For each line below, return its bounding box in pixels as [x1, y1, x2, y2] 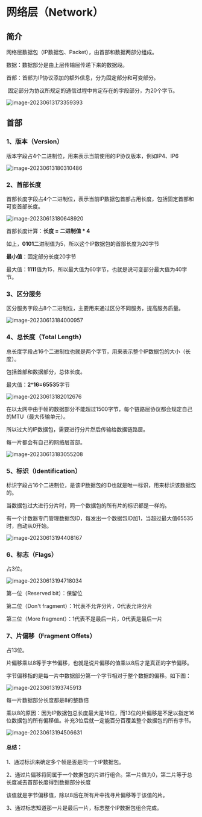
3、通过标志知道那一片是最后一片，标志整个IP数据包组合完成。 [6, 804, 163, 811]
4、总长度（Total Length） [6, 333, 86, 341]
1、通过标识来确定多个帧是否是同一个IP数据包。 [6, 758, 125, 765]
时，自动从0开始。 [6, 522, 52, 529]
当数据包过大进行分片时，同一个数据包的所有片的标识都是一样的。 [6, 501, 170, 509]
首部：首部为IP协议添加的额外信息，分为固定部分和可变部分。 [6, 74, 159, 81]
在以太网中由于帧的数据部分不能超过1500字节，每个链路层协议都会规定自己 [6, 405, 193, 413]
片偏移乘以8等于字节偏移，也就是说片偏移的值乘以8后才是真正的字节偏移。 [6, 659, 193, 666]
